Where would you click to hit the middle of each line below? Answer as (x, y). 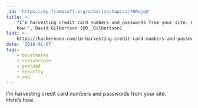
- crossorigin (34, 60)
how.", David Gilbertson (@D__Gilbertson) (70, 28)
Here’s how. (20, 100)
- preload (29, 66)
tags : (13, 50)
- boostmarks (33, 55)
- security (30, 72)
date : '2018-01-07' (30, 45)
